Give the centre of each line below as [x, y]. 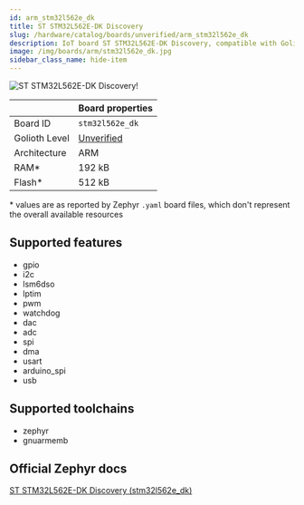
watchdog [41, 313]
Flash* [28, 182]
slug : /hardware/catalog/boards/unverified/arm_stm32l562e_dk [129, 34]
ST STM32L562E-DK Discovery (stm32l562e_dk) [101, 490]
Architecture [40, 153]
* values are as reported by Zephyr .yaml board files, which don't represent [150, 204]
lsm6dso [38, 284]
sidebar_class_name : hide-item [68, 60]
